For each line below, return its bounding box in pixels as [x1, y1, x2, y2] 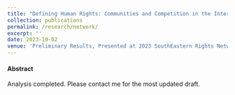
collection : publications [7, 17, 83, 24]
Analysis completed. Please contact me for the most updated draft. [7, 80, 201, 88]
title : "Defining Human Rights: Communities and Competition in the [7, 10, 211, 17]
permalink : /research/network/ [7, 23, 99, 30]
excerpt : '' [7, 29, 42, 37]
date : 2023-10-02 [7, 36, 58, 43]
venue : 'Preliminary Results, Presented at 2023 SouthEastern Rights [7, 43, 215, 50]
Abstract [7, 64, 34, 73]
